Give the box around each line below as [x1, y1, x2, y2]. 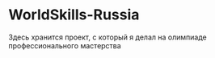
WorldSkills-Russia [8, 6, 140, 24]
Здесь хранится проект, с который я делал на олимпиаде [8, 32, 208, 42]
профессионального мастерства [8, 40, 121, 50]
